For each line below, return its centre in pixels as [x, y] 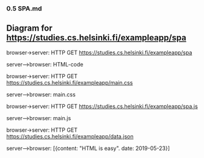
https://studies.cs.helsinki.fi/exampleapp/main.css [70, 82]
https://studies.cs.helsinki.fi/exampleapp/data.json [70, 136]
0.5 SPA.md [24, 9]
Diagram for [30, 28]
